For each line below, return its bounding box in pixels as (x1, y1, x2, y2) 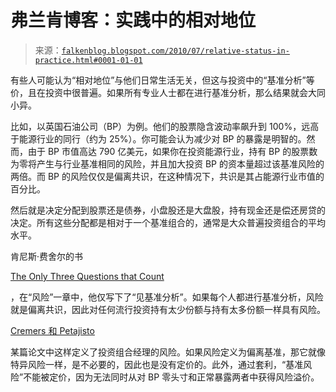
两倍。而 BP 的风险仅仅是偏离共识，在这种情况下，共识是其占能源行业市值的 (10, 170, 325, 182)
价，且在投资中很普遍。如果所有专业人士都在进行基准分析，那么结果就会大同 (10, 86, 326, 98)
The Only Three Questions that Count (10, 270, 165, 282)
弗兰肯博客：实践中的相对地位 (10, 9, 257, 32)
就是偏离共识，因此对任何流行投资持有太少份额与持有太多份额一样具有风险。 (10, 303, 326, 315)
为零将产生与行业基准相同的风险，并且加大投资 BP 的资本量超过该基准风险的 (10, 157, 325, 170)
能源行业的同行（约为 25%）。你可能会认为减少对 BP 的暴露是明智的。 (18, 132, 307, 145)
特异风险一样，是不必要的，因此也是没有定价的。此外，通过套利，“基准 (10, 358, 304, 370)
